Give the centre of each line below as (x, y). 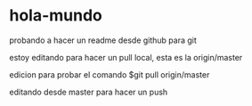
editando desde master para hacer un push (89, 92)
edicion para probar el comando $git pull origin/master (110, 74)
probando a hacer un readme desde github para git (103, 40)
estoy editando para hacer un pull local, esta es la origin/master (126, 57)
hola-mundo (56, 16)
